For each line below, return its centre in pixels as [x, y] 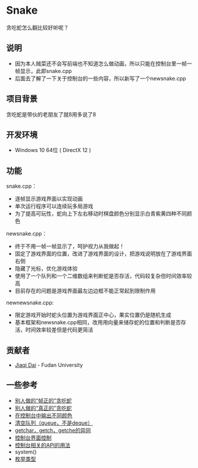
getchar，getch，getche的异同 [53, 430]
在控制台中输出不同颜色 [43, 415]
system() [26, 451]
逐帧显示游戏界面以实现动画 [49, 199]
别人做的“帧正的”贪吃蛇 [43, 400]
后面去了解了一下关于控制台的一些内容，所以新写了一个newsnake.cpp [100, 78]
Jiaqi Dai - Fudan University [49, 365]
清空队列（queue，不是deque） [54, 423]
